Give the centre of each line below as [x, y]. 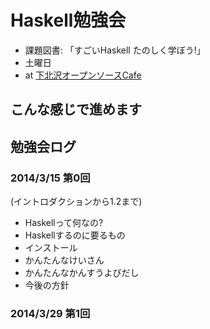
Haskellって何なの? [64, 223]
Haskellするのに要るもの [75, 235]
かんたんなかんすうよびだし [82, 273]
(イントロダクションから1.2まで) [76, 202]
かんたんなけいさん [64, 260]
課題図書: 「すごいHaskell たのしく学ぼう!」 [115, 50]
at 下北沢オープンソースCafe [83, 75]
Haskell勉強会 [68, 20]
